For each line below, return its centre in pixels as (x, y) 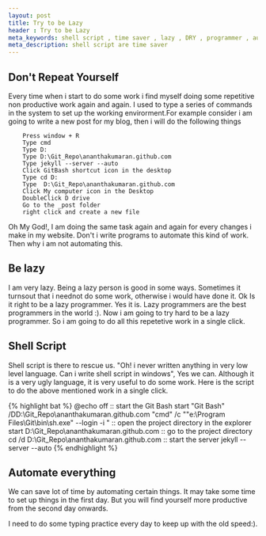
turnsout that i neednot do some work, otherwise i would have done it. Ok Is (132, 296)
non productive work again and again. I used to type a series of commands (130, 105)
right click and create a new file (81, 212)
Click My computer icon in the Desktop (88, 191)
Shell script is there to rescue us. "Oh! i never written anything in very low (128, 365)
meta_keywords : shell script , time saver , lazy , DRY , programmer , (129, 38)
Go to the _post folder (62, 205)
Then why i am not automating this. (66, 243)
